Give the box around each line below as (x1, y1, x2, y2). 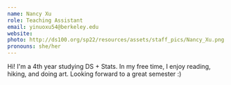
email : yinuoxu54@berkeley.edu (7, 23, 99, 30)
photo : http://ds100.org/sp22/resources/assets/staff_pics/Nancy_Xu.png (7, 37, 225, 44)
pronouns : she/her (7, 43, 61, 50)
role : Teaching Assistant (7, 17, 83, 24)
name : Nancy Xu (7, 10, 52, 18)
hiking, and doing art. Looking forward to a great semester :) (7, 70, 182, 78)
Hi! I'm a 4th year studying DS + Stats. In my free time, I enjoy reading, (7, 63, 211, 70)
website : (7, 30, 33, 37)
